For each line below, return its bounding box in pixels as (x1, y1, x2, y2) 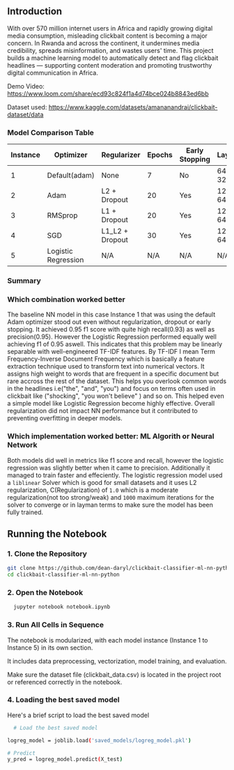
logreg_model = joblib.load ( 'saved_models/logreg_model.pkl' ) (7, 737, 192, 744)
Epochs (147, 150, 173, 160)
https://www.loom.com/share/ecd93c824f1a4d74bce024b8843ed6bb (7, 89, 209, 98)
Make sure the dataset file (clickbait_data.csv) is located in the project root (7, 670, 221, 679)
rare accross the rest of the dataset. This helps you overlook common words (7, 377, 227, 385)
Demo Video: (7, 82, 45, 90)
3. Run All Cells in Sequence (7, 620, 104, 630)
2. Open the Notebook (7, 587, 84, 597)
